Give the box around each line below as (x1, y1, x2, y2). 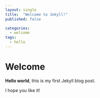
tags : (5, 35, 16, 40)
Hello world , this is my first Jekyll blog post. (5, 77, 96, 83)
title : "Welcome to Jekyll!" (5, 12, 68, 17)
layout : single (5, 7, 37, 12)
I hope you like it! (5, 87, 40, 93)
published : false (5, 16, 41, 21)
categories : (5, 25, 30, 30)
